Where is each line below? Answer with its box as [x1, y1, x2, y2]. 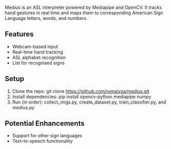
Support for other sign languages [12, 133, 82, 139]
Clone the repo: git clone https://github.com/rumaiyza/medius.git [12, 88, 149, 94]
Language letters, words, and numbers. [5, 15, 88, 21]
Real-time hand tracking [12, 48, 63, 55]
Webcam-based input [12, 43, 58, 49]
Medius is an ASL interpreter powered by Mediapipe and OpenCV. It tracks [5, 5, 162, 10]
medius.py [12, 104, 35, 110]
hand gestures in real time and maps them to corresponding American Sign [5, 10, 163, 16]
